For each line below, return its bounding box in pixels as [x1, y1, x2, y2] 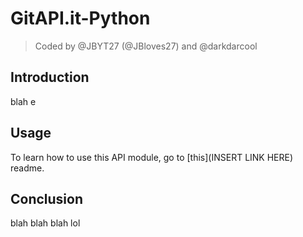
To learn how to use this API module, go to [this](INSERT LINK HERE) [10, 151, 294, 163]
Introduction [10, 69, 90, 86]
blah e [10, 95, 37, 107]
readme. [10, 162, 45, 174]
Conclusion [10, 190, 84, 207]
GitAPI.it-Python [10, 7, 151, 30]
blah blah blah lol [10, 217, 81, 229]
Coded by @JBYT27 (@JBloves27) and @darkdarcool [34, 40, 258, 52]
